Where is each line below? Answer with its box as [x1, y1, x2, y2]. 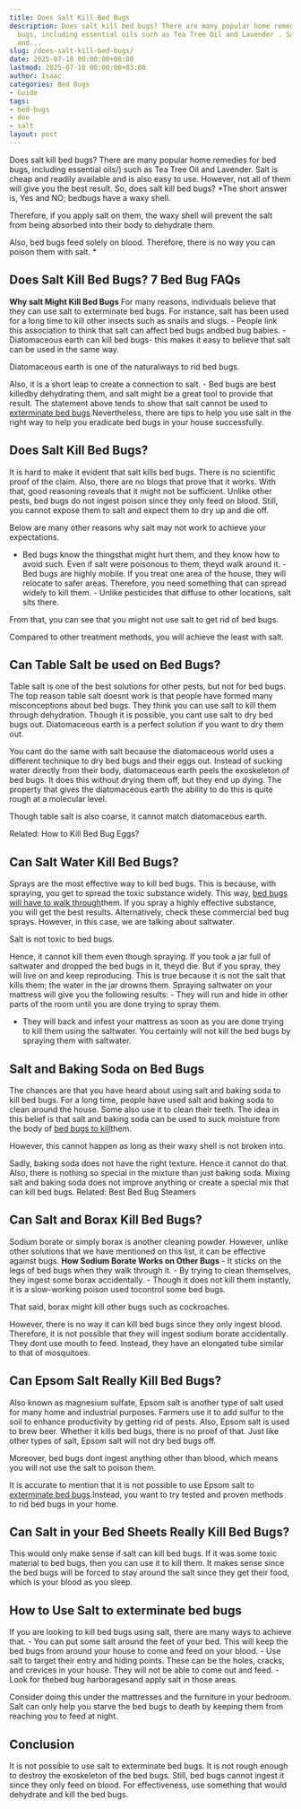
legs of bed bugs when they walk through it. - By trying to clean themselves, [9, 1265, 291, 1275]
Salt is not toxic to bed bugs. [9, 934, 115, 944]
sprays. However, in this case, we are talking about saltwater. [9, 917, 236, 927]
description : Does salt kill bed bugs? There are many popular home [9, 22, 271, 30]
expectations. [9, 531, 60, 543]
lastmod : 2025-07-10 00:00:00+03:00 [9, 64, 146, 73]
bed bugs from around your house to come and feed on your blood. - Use [9, 1646, 281, 1657]
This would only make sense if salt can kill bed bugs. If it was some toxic [9, 1548, 278, 1559]
